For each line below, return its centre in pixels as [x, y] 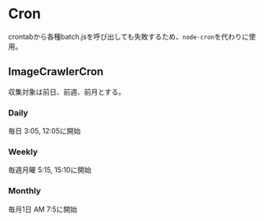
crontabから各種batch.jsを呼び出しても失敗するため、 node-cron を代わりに [129, 36]
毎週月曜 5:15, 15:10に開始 [50, 170]
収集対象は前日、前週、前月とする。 [67, 92]
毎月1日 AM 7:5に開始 [43, 209]
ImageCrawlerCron [56, 72]
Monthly [25, 191]
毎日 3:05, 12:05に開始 [45, 131]
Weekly [23, 152]
